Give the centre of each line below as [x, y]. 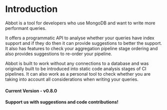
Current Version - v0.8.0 [31, 91]
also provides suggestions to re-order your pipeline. [59, 54]
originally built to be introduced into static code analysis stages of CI [76, 69]
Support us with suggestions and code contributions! [62, 102]
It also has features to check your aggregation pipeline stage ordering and [81, 48]
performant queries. [26, 28]
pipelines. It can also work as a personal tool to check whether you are [78, 74]
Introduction [31, 9]
